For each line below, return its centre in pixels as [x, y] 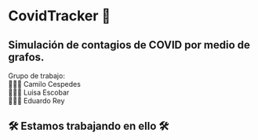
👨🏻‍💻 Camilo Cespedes [44, 84]
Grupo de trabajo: [36, 76]
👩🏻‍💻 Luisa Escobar [39, 92]
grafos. [26, 57]
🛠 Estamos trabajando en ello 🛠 [89, 126]
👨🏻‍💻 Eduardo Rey [36, 101]
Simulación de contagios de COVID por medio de [129, 45]
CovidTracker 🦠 [60, 16]
